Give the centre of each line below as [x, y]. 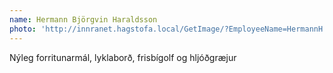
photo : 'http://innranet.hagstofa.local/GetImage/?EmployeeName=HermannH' [168, 29]
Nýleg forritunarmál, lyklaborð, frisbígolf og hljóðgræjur [123, 57]
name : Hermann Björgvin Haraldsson [83, 19]
